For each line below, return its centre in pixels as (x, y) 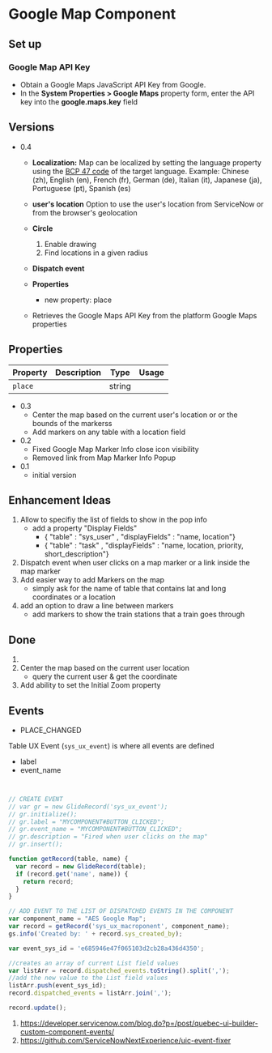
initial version (54, 475)
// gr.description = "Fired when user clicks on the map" (108, 837)
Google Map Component (92, 14)
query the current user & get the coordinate (105, 676)
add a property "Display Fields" (85, 528)
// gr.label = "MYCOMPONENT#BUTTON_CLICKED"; (86, 822)
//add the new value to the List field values (88, 978)
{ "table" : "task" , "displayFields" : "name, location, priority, (144, 546)
